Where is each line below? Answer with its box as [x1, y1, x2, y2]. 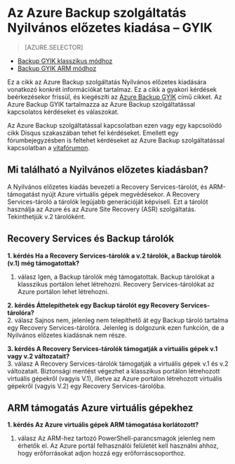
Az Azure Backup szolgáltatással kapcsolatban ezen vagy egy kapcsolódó [7, 121, 222, 129]
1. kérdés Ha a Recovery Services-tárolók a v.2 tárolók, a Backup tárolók [7, 251, 222, 260]
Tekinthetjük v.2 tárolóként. [7, 212, 86, 220]
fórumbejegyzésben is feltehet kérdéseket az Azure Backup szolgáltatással [7, 135, 225, 145]
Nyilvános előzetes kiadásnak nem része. [7, 331, 127, 339]
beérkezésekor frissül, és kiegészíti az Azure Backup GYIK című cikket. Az [7, 93, 222, 101]
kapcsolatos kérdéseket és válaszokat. [7, 107, 119, 116]
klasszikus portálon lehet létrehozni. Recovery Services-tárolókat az [17, 279, 215, 289]
